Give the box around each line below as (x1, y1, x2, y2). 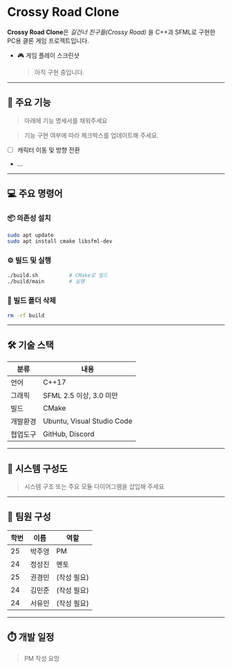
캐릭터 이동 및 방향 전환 (17, 146, 81, 154)
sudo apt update (7, 232, 54, 238)
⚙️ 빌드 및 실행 (7, 256, 52, 265)
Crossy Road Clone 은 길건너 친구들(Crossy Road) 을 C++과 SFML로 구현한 (7, 28, 216, 36)
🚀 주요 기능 (7, 97, 52, 109)
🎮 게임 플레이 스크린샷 (17, 51, 79, 59)
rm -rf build (7, 312, 45, 319)
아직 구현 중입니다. (34, 68, 85, 76)
